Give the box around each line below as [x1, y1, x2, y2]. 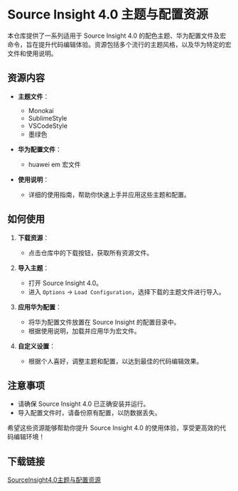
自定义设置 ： [17, 342, 55, 350]
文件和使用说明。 [7, 49, 58, 58]
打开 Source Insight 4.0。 [28, 279, 103, 287]
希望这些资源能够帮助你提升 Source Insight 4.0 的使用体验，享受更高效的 [7, 423, 220, 432]
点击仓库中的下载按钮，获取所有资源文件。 [28, 248, 153, 257]
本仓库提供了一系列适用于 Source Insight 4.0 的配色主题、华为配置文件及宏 [7, 31, 226, 40]
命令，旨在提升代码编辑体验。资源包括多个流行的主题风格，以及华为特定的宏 [7, 40, 232, 48]
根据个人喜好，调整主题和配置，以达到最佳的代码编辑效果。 [28, 357, 203, 365]
